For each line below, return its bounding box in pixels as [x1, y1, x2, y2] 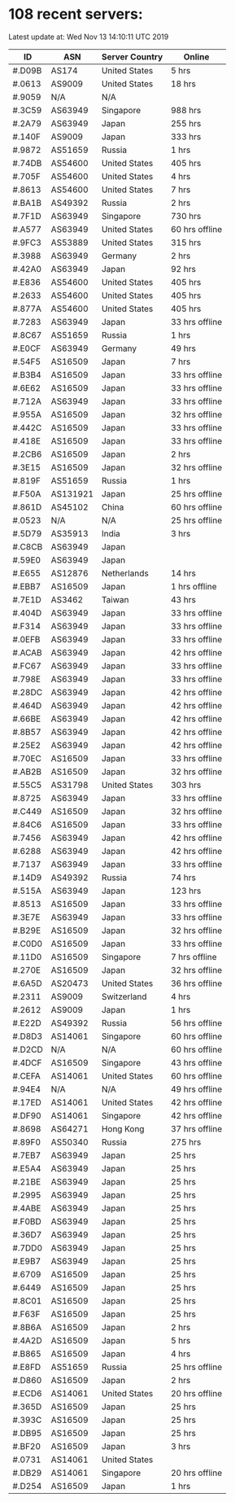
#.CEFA [12, 1070, 41, 1081]
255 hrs [170, 117, 202, 129]
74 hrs [170, 872, 197, 883]
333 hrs [170, 131, 202, 142]
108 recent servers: [8, 5, 144, 24]
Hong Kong [101, 1123, 145, 1134]
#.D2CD [12, 1044, 43, 1055]
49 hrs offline [170, 1084, 223, 1095]
